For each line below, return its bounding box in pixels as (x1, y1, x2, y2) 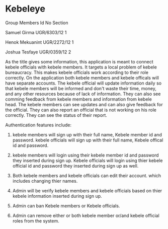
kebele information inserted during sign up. (12, 193, 102, 199)
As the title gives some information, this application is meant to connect (5, 58, 153, 64)
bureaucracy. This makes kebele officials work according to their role (5, 69, 148, 75)
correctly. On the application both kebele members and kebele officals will (5, 74, 159, 81)
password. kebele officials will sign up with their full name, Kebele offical (12, 137, 163, 143)
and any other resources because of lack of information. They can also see (5, 91, 161, 97)
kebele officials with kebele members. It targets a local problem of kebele (5, 64, 157, 70)
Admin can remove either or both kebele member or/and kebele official (12, 212, 159, 218)
